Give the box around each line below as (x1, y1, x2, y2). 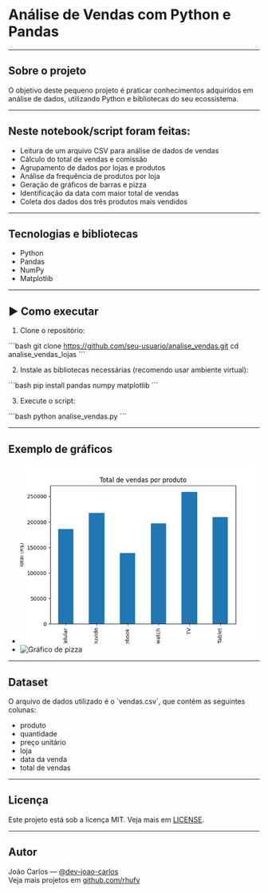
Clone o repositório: (19, 326, 85, 335)
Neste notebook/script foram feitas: (8, 125, 191, 138)
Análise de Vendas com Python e (8, 6, 231, 24)
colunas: (8, 704, 37, 714)
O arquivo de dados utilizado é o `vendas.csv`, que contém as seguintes (8, 697, 246, 706)
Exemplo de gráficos (8, 442, 113, 456)
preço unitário (19, 737, 66, 747)
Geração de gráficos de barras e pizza (19, 180, 148, 189)
